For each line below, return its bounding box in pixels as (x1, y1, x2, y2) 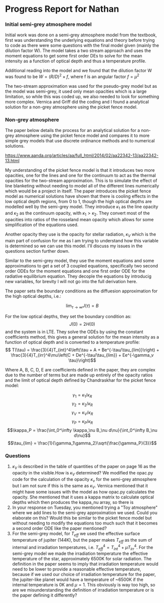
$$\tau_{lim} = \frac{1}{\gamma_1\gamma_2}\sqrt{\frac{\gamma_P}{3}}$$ (7, 440, 157, 446)
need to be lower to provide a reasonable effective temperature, (12, 566, 141, 572)
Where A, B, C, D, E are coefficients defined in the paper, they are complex (5, 367, 156, 372)
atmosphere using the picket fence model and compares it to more (15, 132, 150, 138)
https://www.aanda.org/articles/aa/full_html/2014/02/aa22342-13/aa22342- (5, 153, 159, 158)
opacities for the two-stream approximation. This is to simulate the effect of (5, 178, 158, 184)
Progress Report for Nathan (5, 3, 119, 15)
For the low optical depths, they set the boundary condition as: (5, 313, 132, 319)
